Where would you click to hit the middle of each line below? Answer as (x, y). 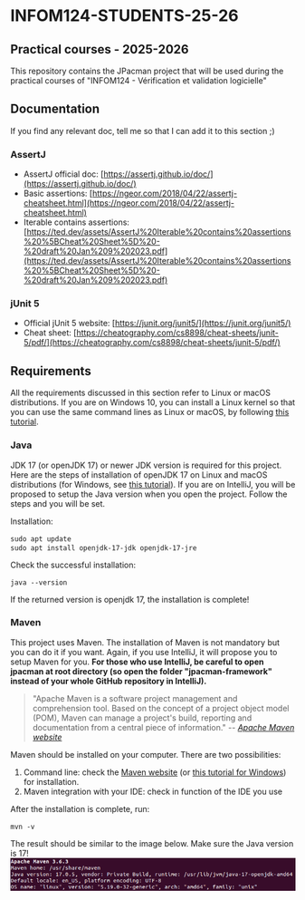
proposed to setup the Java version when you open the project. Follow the (149, 494)
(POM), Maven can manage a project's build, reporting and (142, 718)
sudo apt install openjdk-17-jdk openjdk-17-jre (104, 548)
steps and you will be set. (58, 503)
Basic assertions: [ (58, 194)
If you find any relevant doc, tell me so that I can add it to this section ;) (143, 131)
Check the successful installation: (73, 565)
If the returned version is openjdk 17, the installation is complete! (130, 599)
